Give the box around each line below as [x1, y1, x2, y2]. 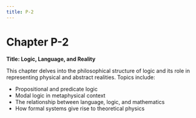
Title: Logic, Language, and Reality [6, 55, 96, 63]
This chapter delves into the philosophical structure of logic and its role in [6, 67, 190, 74]
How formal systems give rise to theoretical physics [15, 105, 145, 112]
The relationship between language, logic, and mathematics [15, 98, 165, 105]
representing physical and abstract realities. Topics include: [6, 74, 156, 81]
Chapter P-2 [6, 35, 69, 49]
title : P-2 [6, 9, 34, 15]
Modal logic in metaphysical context [15, 92, 106, 99]
